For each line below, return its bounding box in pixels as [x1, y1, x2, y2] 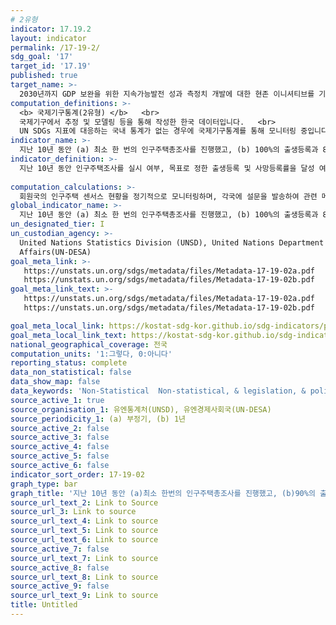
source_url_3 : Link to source [10, 507, 137, 517]
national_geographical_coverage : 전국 [10, 339, 168, 350]
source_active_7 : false [10, 544, 110, 554]
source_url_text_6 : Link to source [10, 535, 159, 545]
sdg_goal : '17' [10, 52, 74, 62]
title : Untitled [10, 600, 78, 610]
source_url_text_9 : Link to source [10, 591, 159, 601]
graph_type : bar [10, 479, 78, 489]
